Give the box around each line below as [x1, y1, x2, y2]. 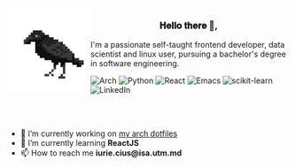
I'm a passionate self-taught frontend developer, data [90, 40, 285, 50]
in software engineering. [90, 58, 180, 69]
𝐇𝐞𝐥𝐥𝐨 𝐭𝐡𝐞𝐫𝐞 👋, [159, 19, 218, 32]
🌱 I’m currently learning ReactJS [19, 138, 140, 148]
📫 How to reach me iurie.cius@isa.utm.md [19, 148, 182, 158]
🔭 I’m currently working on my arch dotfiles [19, 128, 178, 139]
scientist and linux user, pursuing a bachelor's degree [90, 49, 286, 59]
